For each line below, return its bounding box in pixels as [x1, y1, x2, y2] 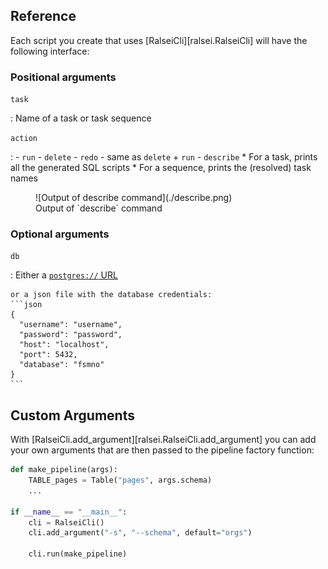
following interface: [10, 45, 90, 57]
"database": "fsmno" [19, 360, 105, 370]
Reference [10, 8, 77, 25]
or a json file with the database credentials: [10, 290, 213, 300]
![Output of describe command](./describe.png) [35, 192, 233, 204]
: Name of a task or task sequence [10, 112, 152, 124]
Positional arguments [10, 70, 117, 84]
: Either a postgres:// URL [10, 269, 118, 281]
